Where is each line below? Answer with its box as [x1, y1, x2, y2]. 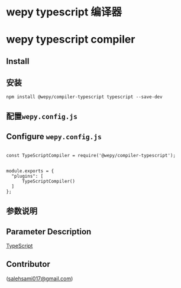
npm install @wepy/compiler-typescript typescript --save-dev [6, 94, 163, 100]
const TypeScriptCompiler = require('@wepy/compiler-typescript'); [6, 152, 176, 158]
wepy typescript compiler [6, 33, 135, 46]
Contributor [6, 259, 50, 269]
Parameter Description [6, 227, 92, 237]
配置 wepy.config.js [6, 111, 78, 121]
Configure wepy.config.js [6, 132, 102, 142]
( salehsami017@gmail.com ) [6, 275, 73, 282]
